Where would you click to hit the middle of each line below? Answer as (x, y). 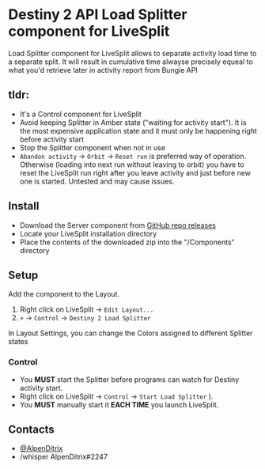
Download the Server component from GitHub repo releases (117, 225)
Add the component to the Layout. (64, 294)
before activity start (52, 139)
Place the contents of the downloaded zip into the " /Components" (127, 242)
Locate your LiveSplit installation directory (88, 233)
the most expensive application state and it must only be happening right (138, 130)
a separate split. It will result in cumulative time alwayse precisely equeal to (131, 62)
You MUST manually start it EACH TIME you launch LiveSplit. (119, 404)
